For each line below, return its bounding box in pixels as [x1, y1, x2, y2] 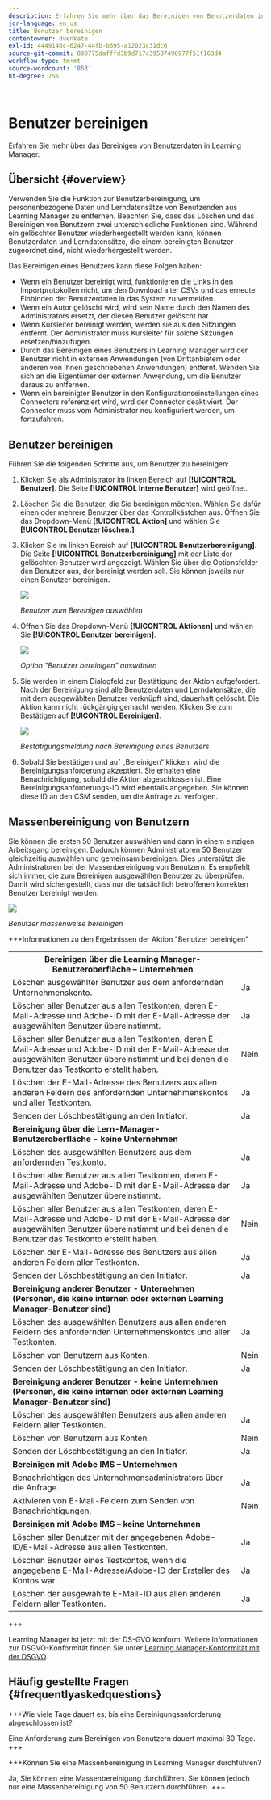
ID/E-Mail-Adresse [12, 1541, 86, 1553]
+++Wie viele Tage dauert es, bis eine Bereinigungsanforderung [8, 1709, 222, 1718]
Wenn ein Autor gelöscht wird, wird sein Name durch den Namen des [19, 302, 250, 312]
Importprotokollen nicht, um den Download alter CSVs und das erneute [19, 285, 256, 295]
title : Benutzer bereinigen [8, 27, 103, 35]
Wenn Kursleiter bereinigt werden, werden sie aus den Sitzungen [19, 320, 236, 330]
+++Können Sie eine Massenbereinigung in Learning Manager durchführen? [8, 1757, 262, 1767]
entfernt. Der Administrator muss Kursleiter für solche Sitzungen [19, 328, 234, 338]
